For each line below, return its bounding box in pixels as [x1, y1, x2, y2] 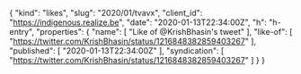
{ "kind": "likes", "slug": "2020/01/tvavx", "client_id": [9, 8, 203, 18]
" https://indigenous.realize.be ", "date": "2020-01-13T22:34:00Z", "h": [9, 17, 268, 28]
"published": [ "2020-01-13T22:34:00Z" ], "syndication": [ [9, 45, 225, 56]
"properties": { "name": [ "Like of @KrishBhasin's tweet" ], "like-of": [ [35, 27, 293, 37]
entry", [9, 27, 34, 37]
